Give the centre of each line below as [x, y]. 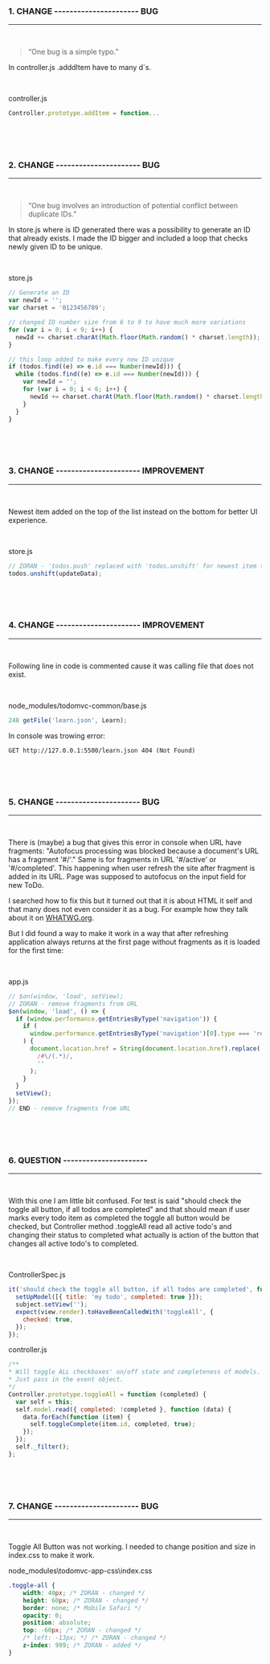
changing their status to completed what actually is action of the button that [134, 1235]
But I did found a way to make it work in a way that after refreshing [119, 933]
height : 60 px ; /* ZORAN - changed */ [86, 1600]
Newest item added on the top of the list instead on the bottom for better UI [133, 512]
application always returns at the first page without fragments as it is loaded [134, 942]
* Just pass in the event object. [66, 1380]
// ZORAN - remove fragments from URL [73, 1004]
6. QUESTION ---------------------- [78, 1160]
